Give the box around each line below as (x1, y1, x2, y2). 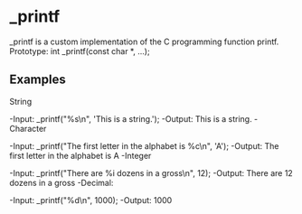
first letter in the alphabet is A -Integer (9, 150, 152, 161)
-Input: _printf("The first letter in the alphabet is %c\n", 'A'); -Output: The (9, 140, 279, 151)
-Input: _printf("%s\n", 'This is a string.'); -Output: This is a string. (9, 113, 252, 124)
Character (9, 123, 47, 134)
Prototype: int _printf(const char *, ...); (9, 45, 151, 56)
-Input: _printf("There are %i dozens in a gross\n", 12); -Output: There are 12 (9, 167, 294, 178)
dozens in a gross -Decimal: (9, 177, 114, 188)
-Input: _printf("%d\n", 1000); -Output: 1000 (9, 194, 173, 205)
